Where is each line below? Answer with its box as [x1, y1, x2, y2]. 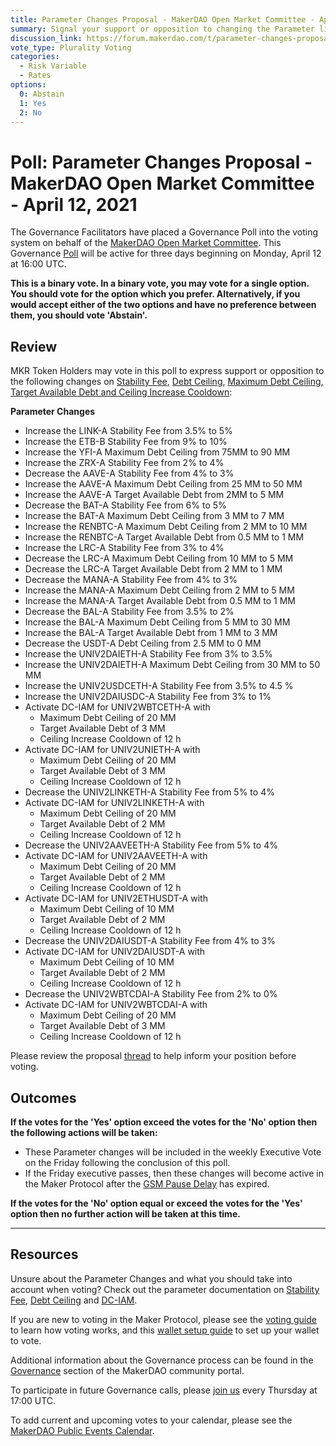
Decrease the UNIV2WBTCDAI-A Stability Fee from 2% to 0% [24, 988, 278, 1000]
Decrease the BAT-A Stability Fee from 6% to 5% [24, 499, 227, 511]
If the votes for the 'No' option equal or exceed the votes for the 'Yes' [10, 1197, 303, 1209]
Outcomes [10, 1089, 77, 1106]
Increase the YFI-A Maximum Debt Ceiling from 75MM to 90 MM [24, 446, 291, 458]
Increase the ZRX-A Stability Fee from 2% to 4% [24, 457, 225, 469]
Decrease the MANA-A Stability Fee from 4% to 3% [24, 574, 238, 586]
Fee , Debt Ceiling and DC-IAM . [10, 1294, 138, 1306]
